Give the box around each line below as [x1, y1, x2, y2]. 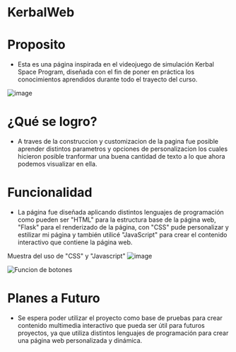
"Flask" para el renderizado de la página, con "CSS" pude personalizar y [17, 223, 230, 231]
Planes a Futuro [7, 290, 100, 307]
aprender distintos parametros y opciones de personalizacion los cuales [17, 144, 228, 153]
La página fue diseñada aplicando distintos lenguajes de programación [17, 208, 224, 216]
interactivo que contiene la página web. [17, 238, 133, 246]
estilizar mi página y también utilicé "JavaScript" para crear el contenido [17, 231, 228, 239]
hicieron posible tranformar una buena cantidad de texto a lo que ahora [17, 152, 225, 161]
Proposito [7, 37, 66, 53]
